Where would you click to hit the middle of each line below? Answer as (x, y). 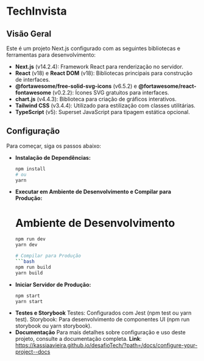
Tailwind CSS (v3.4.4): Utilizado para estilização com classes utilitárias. (105, 105)
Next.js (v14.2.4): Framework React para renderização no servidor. (99, 66)
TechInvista (37, 11)
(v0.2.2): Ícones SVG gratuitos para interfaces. (111, 92)
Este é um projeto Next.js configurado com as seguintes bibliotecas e (93, 48)
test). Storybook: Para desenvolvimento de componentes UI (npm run (102, 320)
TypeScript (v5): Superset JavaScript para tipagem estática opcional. (102, 112)
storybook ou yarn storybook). (54, 326)
